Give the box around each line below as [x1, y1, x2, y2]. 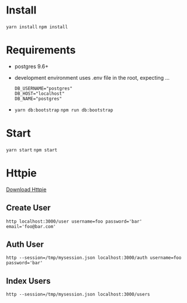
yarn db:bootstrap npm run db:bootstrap [14, 107, 113, 113]
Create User [6, 203, 51, 213]
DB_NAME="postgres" [14, 96, 63, 101]
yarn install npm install [6, 24, 68, 30]
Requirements [6, 43, 76, 57]
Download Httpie [6, 186, 47, 193]
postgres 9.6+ [14, 63, 49, 70]
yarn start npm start [6, 147, 57, 153]
